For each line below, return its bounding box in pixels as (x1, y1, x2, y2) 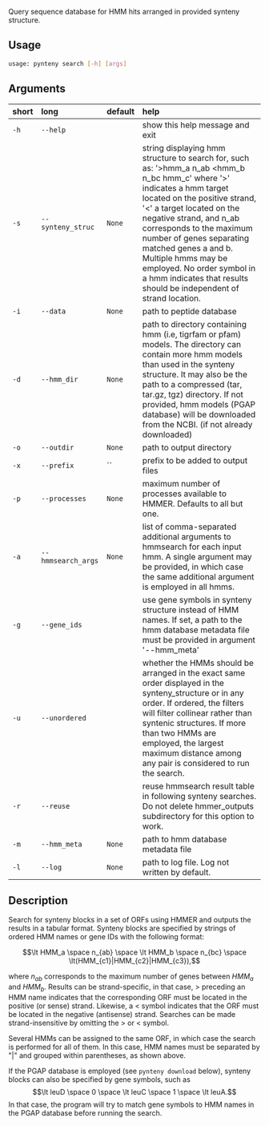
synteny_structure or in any (142, 687, 244, 698)
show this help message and (142, 119, 250, 131)
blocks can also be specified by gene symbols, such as (8, 1074, 191, 1084)
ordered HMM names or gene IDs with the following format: (8, 932, 205, 942)
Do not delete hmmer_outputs (142, 801, 255, 812)
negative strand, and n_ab (142, 212, 240, 224)
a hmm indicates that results (142, 272, 249, 284)
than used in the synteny (142, 358, 235, 369)
